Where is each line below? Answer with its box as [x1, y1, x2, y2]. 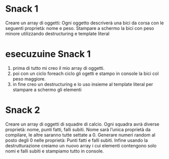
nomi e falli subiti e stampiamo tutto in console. [5, 148, 104, 154]
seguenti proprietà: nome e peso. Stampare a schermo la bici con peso [5, 25, 154, 31]
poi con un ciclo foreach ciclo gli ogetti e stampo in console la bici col [12, 70, 159, 76]
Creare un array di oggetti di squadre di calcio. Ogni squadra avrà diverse [5, 121, 159, 127]
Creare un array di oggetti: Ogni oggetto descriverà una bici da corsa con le [5, 20, 164, 26]
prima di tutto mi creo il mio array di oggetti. [12, 65, 105, 71]
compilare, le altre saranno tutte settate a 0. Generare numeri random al [5, 132, 156, 138]
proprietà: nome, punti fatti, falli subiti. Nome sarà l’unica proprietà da [5, 126, 151, 132]
